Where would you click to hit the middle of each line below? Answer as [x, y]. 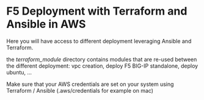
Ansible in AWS [46, 24]
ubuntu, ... [19, 72]
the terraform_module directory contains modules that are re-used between [102, 59]
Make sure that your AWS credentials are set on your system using [90, 84]
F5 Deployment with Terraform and [97, 11]
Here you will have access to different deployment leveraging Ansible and [99, 41]
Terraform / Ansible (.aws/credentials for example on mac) [80, 90]
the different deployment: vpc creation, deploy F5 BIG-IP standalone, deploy [102, 66]
